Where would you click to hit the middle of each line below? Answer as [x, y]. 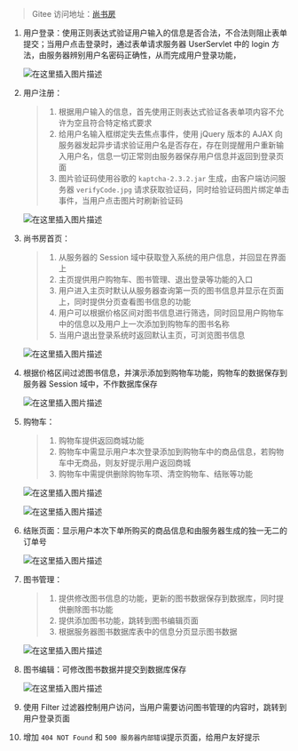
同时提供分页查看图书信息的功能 [133, 302]
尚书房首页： [46, 238]
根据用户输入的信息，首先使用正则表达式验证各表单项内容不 [167, 112]
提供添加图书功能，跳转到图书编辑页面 [128, 620]
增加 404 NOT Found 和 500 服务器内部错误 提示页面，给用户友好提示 [141, 737]
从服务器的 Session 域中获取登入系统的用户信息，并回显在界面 [172, 257]
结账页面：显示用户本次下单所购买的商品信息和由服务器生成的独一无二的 [155, 531]
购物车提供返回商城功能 [101, 440]
